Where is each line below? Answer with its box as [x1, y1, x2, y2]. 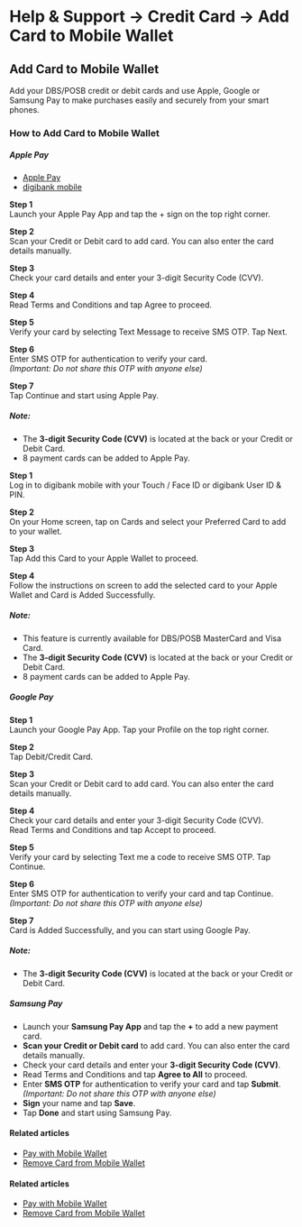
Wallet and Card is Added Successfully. [9, 589, 156, 600]
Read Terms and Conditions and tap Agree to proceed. [9, 299, 213, 310]
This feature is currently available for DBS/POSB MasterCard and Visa [22, 633, 282, 644]
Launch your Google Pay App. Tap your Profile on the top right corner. [9, 724, 270, 735]
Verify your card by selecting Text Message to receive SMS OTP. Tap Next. [9, 326, 288, 337]
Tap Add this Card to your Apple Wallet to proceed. [9, 553, 198, 563]
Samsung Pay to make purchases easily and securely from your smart [9, 95, 270, 105]
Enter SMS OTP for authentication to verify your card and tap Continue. [9, 888, 274, 899]
